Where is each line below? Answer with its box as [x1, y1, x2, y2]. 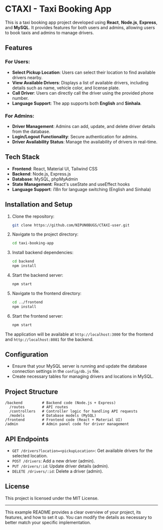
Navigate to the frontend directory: [12, 290, 81, 296]
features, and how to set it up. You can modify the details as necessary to [5, 514, 152, 520]
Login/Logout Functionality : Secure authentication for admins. [12, 133, 138, 139]
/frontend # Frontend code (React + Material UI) [5, 418, 123, 422]
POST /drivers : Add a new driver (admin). [12, 458, 95, 464]
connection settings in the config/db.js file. [12, 369, 100, 374]
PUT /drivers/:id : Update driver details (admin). [12, 463, 109, 469]
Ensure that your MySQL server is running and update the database [12, 363, 147, 369]
